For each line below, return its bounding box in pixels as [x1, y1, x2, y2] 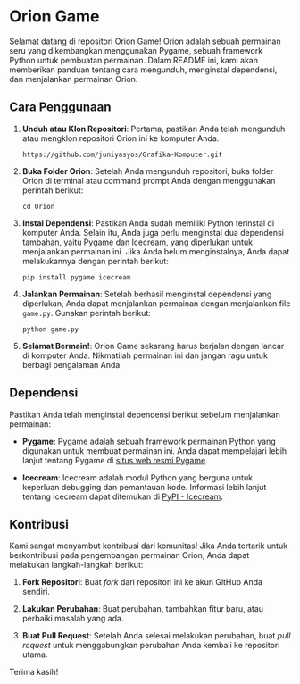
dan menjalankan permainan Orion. [9, 73, 138, 84]
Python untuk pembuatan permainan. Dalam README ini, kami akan [9, 54, 259, 65]
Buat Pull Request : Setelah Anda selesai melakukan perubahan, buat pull [21, 630, 291, 641]
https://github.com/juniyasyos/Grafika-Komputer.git [21, 150, 223, 159]
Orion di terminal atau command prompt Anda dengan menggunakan [21, 175, 276, 186]
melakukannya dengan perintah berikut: [21, 255, 170, 266]
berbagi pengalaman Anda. [21, 359, 122, 370]
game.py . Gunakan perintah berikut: [21, 307, 152, 318]
